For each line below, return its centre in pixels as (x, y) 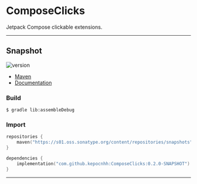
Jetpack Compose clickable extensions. (54, 27)
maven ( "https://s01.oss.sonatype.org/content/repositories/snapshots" (105, 142)
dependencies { (25, 158)
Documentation (33, 83)
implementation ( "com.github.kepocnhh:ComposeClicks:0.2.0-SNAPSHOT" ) (103, 163)
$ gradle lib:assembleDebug (40, 110)
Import (16, 124)
